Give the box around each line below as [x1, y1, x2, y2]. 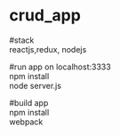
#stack [9, 35, 35, 45]
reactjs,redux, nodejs [9, 44, 87, 54]
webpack [9, 116, 44, 127]
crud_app [9, 5, 82, 26]
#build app [9, 97, 49, 108]
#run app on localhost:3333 [9, 61, 111, 72]
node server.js [9, 80, 62, 91]
